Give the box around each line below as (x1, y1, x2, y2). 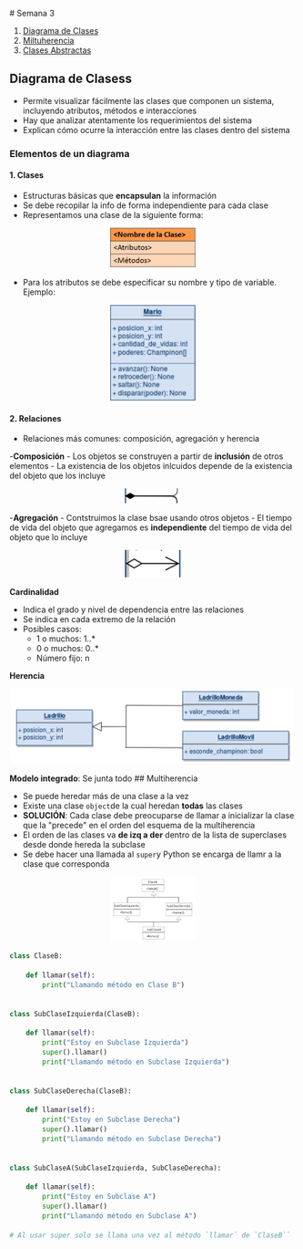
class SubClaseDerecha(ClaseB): (9, 1086, 132, 1096)
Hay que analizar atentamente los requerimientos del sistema (22, 114, 253, 126)
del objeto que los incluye (9, 470, 106, 482)
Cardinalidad (9, 587, 59, 598)
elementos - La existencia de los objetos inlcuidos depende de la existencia (9, 461, 293, 472)
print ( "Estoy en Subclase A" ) (42, 1192, 157, 1202)
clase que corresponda (22, 858, 110, 869)
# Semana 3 (9, 8, 55, 18)
